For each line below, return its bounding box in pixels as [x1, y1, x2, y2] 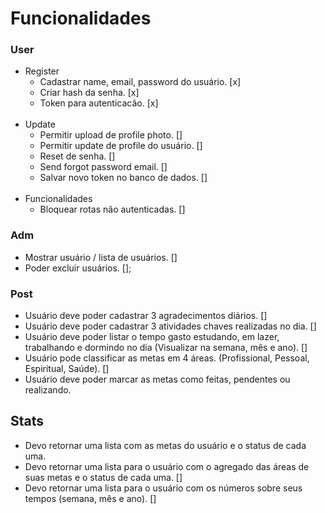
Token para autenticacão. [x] [39, 97, 159, 109]
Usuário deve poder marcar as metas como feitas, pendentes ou [24, 373, 291, 386]
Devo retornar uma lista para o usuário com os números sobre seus [24, 482, 303, 494]
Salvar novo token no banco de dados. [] [39, 172, 208, 184]
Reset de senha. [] [39, 150, 116, 162]
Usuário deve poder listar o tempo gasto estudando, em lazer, [24, 331, 280, 343]
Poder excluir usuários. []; [24, 262, 132, 274]
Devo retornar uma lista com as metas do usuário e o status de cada [24, 439, 307, 451]
